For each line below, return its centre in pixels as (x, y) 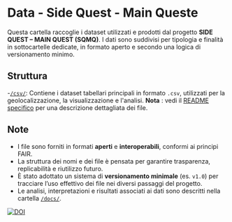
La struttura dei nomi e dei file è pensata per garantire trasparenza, (114, 161)
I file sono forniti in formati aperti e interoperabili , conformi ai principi (118, 146)
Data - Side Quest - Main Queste (103, 13)
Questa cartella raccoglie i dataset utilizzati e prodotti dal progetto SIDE (110, 32)
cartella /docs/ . (39, 198)
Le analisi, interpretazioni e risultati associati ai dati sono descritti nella (119, 191)
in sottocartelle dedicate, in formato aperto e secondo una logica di (104, 47)
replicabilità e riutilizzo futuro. (60, 168)
